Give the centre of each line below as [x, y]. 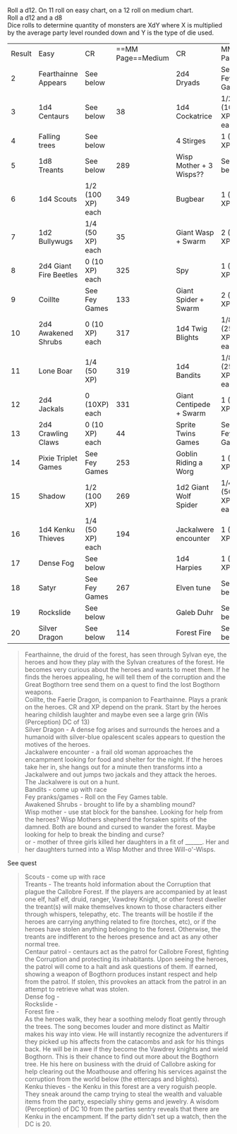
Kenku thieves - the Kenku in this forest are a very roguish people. [121, 1086]
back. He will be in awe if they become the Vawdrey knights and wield [126, 1049]
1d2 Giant [193, 487]
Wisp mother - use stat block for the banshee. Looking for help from [124, 812]
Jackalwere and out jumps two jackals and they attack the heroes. [121, 774]
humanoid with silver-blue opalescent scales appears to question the [125, 737]
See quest [22, 863]
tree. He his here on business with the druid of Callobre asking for [120, 1064]
